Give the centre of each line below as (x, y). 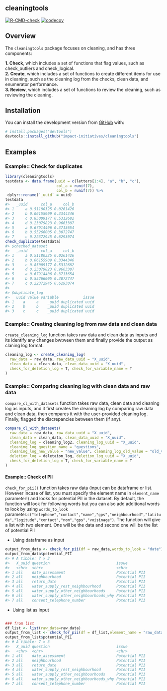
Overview (21, 36)
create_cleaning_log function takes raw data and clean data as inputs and (81, 335)
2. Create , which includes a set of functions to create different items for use (83, 73)
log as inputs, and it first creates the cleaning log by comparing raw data (79, 409)
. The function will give (137, 520)
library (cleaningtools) (30, 176)
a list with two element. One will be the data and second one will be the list (82, 525)
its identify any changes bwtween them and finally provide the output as (79, 340)
